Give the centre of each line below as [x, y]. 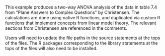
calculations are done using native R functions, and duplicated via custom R [83, 18]
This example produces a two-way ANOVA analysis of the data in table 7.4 [81, 7]
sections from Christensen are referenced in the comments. [66, 28]
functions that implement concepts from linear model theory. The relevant [81, 23]
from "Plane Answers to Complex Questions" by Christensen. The [73, 12]
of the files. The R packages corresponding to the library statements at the [82, 43]
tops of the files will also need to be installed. [51, 48]
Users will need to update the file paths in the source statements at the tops [83, 38]
